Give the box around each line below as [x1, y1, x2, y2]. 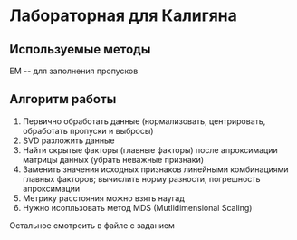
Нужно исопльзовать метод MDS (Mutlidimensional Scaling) [22, 202, 253, 213]
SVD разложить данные [22, 135, 115, 146]
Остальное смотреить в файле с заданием [9, 219, 175, 231]
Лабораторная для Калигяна [9, 5, 237, 26]
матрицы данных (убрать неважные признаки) [22, 154, 205, 165]
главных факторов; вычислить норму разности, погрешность [22, 173, 261, 184]
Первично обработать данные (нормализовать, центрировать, [22, 115, 266, 127]
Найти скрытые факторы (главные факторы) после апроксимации [22, 144, 278, 155]
